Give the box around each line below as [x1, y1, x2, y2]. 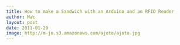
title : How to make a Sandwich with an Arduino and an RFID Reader [6, 8, 175, 15]
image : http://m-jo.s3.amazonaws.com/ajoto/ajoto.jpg [6, 30, 141, 36]
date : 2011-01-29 [6, 25, 49, 31]
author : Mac [6, 14, 35, 20]
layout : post [6, 19, 38, 25]
